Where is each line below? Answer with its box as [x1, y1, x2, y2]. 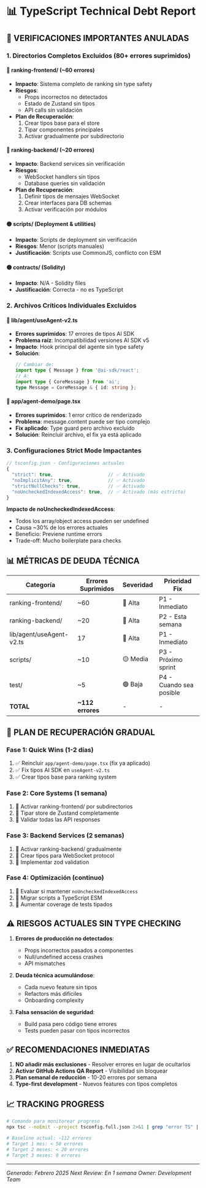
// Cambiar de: [15, 362, 55, 368]
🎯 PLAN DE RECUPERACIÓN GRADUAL [6, 727, 155, 737]
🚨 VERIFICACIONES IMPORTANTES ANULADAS [6, 33, 189, 43]
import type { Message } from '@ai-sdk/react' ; [15, 367, 140, 374]
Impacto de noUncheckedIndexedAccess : [6, 505, 115, 513]
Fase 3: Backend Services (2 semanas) [6, 831, 124, 840]
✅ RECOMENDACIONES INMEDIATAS [6, 1044, 150, 1055]
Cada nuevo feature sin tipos [24, 983, 97, 991]
